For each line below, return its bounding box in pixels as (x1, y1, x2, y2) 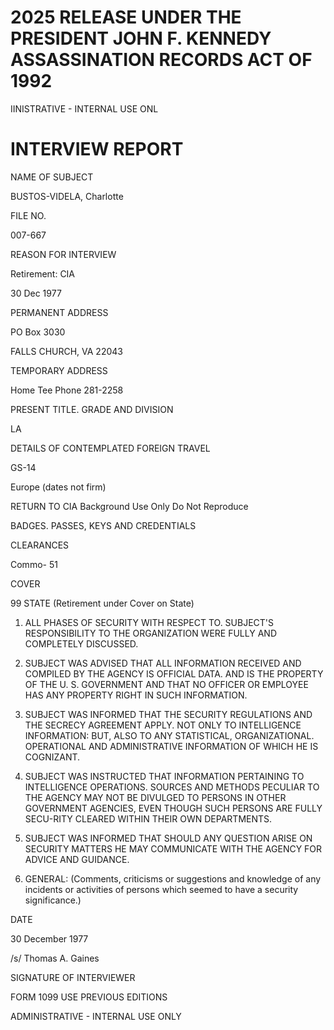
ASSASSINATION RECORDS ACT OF (10, 49, 313, 71)
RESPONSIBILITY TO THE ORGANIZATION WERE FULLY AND (24, 627, 277, 639)
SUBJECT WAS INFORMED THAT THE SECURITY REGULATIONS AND (24, 708, 313, 720)
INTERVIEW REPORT (10, 138, 184, 161)
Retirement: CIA (10, 267, 76, 280)
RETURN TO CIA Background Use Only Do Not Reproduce (10, 500, 249, 512)
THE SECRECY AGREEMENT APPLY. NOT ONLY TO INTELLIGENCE (24, 719, 302, 731)
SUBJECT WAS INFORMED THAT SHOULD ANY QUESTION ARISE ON (24, 832, 313, 844)
